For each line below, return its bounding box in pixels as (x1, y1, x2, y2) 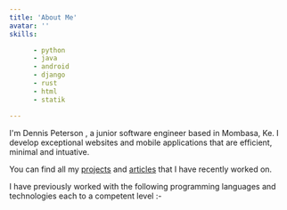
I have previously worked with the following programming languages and (9, 181, 276, 191)
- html (32, 86, 58, 96)
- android (32, 62, 70, 71)
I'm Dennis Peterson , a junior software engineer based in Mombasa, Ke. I (9, 127, 279, 138)
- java (32, 54, 58, 63)
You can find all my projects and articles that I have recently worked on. (9, 164, 273, 174)
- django (32, 70, 66, 80)
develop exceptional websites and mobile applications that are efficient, (9, 137, 273, 148)
